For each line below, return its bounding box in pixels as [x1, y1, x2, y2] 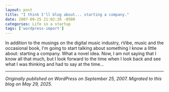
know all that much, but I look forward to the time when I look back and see [5, 56, 161, 62]
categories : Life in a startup [5, 21, 71, 27]
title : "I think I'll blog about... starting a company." [5, 12, 129, 17]
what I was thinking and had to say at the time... [5, 61, 104, 67]
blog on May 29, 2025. [5, 81, 53, 87]
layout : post [5, 7, 33, 13]
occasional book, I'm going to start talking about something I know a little [5, 45, 157, 51]
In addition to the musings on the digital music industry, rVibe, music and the [5, 40, 164, 46]
